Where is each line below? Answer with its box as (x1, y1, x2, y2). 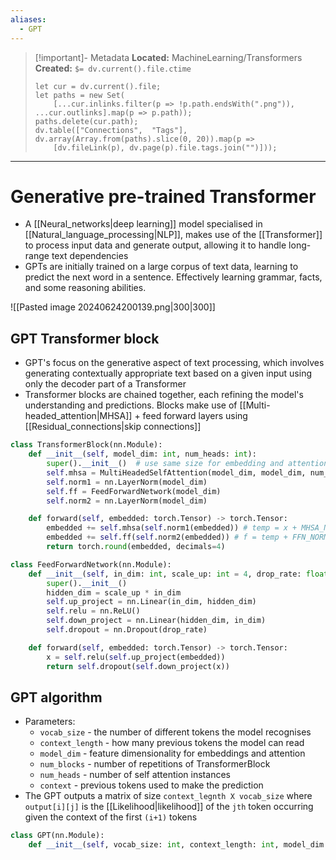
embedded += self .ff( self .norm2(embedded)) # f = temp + (46, 532, 288, 543)
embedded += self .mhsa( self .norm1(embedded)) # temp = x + (46, 523, 298, 533)
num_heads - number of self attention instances (39, 769, 231, 781)
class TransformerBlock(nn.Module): (10, 440, 163, 450)
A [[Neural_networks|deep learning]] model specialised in (24, 218, 263, 230)
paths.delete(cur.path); (34, 116, 139, 126)
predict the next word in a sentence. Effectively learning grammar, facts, (24, 271, 323, 283)
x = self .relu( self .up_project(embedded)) (46, 652, 226, 662)
